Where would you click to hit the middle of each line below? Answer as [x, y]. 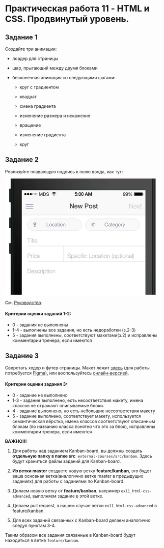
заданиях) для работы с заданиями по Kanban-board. [68, 481]
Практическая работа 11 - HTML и [77, 9]
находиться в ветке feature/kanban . [42, 540]
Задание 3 [22, 356]
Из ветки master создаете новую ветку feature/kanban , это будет [82, 471]
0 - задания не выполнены [40, 325]
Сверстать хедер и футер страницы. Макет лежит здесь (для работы [77, 367]
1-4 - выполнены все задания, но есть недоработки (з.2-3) [74, 330]
